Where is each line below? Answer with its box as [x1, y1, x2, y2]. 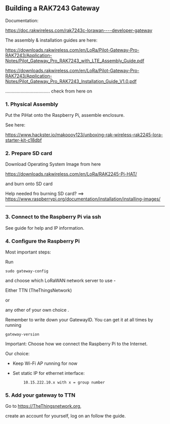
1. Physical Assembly [5, 101, 59, 108]
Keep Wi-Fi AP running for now [12, 360, 77, 366]
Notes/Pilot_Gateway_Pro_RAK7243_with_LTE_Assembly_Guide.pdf [5, 58, 145, 64]
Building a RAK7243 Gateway [5, 4, 100, 13]
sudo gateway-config [5, 269, 49, 274]
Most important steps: [5, 249, 52, 255]
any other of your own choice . [5, 307, 69, 313]
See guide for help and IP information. [5, 225, 84, 231]
